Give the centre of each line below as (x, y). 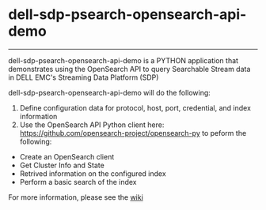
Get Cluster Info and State (62, 165)
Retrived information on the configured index (93, 173)
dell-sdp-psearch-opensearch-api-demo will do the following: (110, 92)
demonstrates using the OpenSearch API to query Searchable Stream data (129, 69)
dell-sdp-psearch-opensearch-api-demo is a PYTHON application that (123, 60)
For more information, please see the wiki (76, 197)
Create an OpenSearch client (67, 156)
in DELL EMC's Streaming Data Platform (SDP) (84, 77)
